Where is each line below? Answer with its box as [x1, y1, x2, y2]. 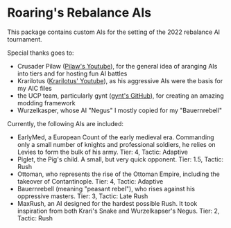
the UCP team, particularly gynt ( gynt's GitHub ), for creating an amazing [17, 91, 224, 100]
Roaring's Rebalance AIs [7, 5, 151, 21]
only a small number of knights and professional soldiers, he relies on [17, 140, 216, 148]
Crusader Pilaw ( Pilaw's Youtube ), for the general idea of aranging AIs [17, 62, 218, 70]
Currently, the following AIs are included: [7, 119, 123, 128]
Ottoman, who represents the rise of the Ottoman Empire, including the [17, 170, 221, 178]
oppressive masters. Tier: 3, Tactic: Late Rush [17, 192, 148, 200]
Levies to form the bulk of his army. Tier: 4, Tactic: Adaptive [17, 148, 189, 156]
